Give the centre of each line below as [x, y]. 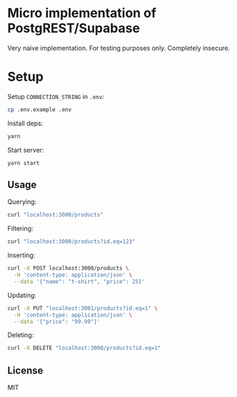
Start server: [26, 150]
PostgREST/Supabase [74, 28]
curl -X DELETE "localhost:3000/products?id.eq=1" [84, 348]
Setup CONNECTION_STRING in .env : [56, 96]
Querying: [22, 202]
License [25, 370]
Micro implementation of [82, 13]
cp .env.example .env [40, 109]
